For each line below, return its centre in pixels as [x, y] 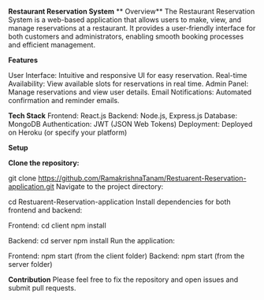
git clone [22, 178]
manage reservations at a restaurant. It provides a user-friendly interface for [132, 28]
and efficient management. [52, 45]
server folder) [30, 264]
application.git [32, 187]
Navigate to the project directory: [110, 187]
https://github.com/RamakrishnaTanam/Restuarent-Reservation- [142, 178]
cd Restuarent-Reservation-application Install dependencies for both [119, 202]
